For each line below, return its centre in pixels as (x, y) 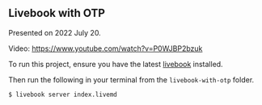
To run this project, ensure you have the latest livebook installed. (116, 64)
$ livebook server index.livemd (63, 94)
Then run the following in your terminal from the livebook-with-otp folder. (131, 79)
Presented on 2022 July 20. (55, 32)
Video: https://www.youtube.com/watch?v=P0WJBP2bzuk (106, 48)
